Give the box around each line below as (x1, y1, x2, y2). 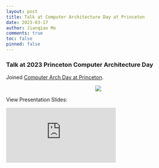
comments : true (6, 30, 43, 36)
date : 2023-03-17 (6, 19, 49, 25)
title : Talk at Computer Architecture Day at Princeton (6, 14, 145, 20)
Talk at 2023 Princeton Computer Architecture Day (6, 60, 154, 68)
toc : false (6, 36, 33, 42)
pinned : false (6, 42, 41, 47)
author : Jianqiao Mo (6, 25, 57, 31)
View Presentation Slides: (6, 96, 68, 103)
